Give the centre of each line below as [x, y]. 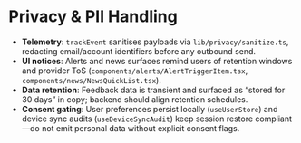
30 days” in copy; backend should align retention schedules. [135, 99]
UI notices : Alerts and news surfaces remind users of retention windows [157, 61]
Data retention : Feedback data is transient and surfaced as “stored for [153, 90]
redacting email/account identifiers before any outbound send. [138, 51]
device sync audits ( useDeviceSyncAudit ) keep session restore [137, 119]
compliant [273, 119]
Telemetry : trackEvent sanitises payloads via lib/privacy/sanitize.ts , [155, 42]
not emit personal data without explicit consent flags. [141, 128]
